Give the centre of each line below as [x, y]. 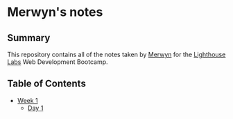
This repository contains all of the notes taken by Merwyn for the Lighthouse [116, 54]
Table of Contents [47, 84]
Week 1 [27, 100]
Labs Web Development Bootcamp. [58, 62]
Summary [29, 38]
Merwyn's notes [55, 12]
